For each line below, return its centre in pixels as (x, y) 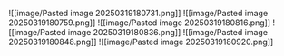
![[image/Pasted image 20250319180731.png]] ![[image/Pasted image (138, 13)
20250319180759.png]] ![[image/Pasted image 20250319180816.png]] (140, 23)
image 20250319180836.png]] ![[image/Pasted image (168, 32)
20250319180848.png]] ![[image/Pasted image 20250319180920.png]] (141, 42)
